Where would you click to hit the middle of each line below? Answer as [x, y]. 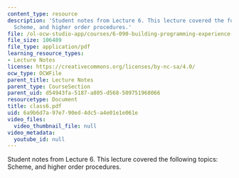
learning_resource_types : [46, 54]
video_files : [27, 119]
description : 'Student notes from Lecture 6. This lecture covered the [116, 21]
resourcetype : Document [43, 100]
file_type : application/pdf [49, 47]
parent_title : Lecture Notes [51, 80]
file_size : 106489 [34, 40]
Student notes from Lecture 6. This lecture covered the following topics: [113, 160]
